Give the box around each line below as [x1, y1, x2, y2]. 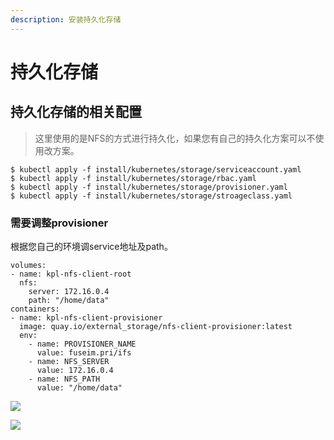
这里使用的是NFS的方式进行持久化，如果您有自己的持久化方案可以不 [34, 132, 316, 144]
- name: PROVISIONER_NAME [28, 339, 137, 349]
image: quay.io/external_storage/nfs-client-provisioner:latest [19, 321, 293, 331]
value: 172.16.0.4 [36, 365, 114, 375]
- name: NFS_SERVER [28, 356, 110, 366]
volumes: [10, 260, 47, 270]
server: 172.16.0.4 [28, 286, 110, 296]
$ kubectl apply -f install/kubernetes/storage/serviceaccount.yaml [10, 164, 302, 175]
